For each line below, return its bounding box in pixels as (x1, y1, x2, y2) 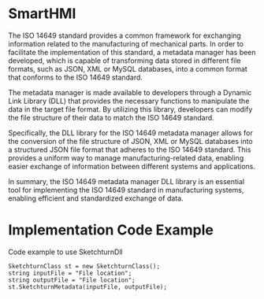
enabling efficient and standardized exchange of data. (8, 194, 184, 203)
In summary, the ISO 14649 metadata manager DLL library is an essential (8, 176, 245, 186)
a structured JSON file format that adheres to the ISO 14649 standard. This (8, 145, 251, 154)
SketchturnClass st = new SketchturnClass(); (8, 262, 160, 270)
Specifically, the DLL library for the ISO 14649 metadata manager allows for (8, 127, 254, 138)
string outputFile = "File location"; (8, 276, 136, 284)
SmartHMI (8, 5, 76, 23)
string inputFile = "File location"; (8, 269, 132, 277)
